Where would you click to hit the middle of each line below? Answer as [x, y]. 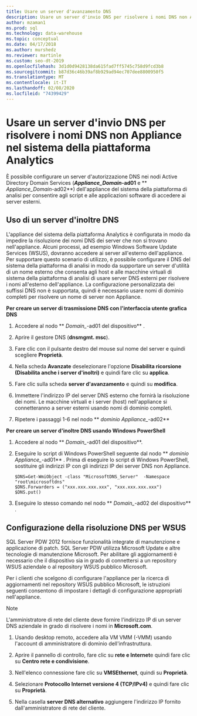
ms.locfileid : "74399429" [38, 94]
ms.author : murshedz [31, 50]
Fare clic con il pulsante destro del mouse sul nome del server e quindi [100, 348]
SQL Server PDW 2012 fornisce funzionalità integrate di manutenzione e [93, 542]
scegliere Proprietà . [39, 355]
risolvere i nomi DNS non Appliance [94, 135]
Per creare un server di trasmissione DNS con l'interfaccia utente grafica [96, 308]
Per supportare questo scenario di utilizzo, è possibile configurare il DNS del [98, 259]
